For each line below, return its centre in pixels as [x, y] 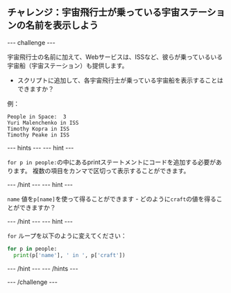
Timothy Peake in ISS [38, 135]
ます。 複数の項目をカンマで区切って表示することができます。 [101, 170]
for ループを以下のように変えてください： [67, 236]
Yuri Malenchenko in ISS [43, 123]
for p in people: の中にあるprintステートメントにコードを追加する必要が [112, 162]
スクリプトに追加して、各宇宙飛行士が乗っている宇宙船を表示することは [120, 80]
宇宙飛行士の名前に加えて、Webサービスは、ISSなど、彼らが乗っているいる [115, 57]
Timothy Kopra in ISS [38, 129]
